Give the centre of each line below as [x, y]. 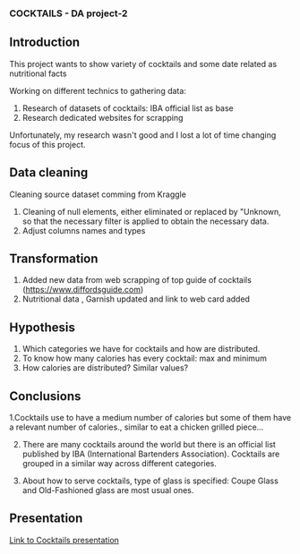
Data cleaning [49, 173]
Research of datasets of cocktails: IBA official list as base [128, 108]
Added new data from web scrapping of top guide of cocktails [137, 280]
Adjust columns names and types [84, 230]
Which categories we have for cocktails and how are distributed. [141, 349]
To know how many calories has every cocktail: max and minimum [144, 358]
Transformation [54, 258]
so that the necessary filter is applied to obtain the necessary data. [146, 221]
